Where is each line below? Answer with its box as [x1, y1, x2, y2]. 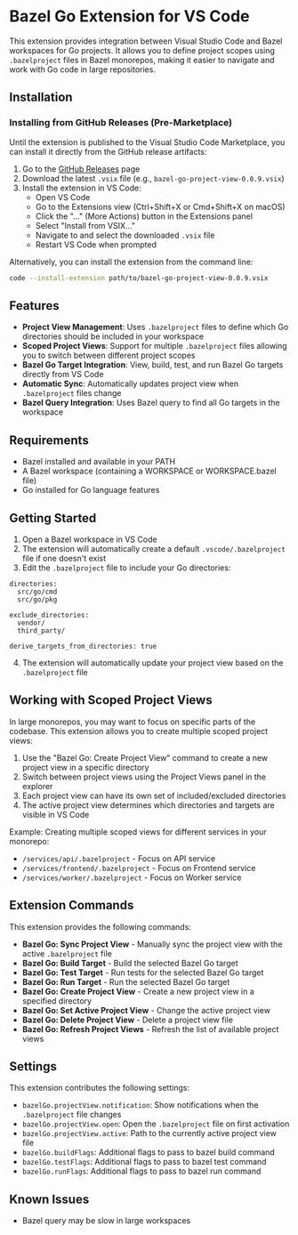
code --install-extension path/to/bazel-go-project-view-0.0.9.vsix [9, 273, 269, 282]
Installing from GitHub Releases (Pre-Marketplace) [9, 117, 233, 129]
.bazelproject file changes [21, 1110, 122, 1120]
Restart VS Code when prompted [35, 238, 157, 250]
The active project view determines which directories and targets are [21, 799, 276, 811]
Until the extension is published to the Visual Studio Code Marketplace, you [9, 136, 286, 148]
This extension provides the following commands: [9, 921, 191, 932]
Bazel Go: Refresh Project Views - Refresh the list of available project [21, 1023, 279, 1034]
